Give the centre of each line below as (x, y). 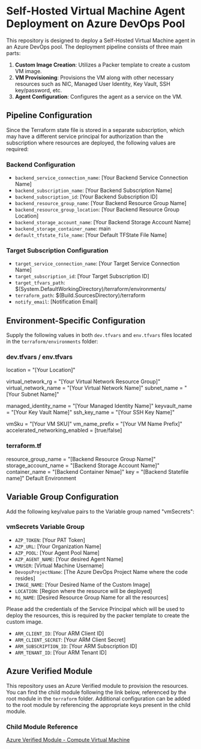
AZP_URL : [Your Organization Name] (58, 546)
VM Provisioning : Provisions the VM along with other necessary (94, 77)
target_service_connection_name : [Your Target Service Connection (97, 264)
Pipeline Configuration (49, 115)
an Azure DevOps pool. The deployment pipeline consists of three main (94, 47)
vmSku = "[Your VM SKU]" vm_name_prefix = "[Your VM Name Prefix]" (94, 424)
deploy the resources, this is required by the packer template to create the (98, 615)
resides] (25, 578)
